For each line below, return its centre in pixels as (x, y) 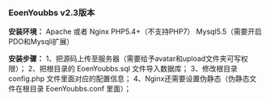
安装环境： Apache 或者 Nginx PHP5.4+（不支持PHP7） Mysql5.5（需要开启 (135, 32)
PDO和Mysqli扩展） (41, 42)
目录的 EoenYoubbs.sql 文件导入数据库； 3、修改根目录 (146, 69)
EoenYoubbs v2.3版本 (52, 12)
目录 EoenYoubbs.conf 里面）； (80, 89)
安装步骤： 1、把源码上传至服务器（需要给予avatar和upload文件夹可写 (124, 59)
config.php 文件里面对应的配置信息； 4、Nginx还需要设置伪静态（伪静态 (129, 79)
